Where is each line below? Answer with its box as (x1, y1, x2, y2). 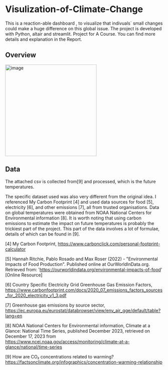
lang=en (5, 313, 23, 319)
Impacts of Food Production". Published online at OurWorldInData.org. (5, 261, 150, 267)
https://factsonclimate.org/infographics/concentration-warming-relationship (5, 359, 163, 365)
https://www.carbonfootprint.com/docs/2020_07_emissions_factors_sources (5, 287, 163, 293)
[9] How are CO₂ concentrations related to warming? (5, 353, 114, 359)
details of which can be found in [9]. (5, 231, 80, 237)
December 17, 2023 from (5, 333, 56, 339)
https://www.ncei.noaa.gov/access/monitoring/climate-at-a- (5, 338, 130, 344)
